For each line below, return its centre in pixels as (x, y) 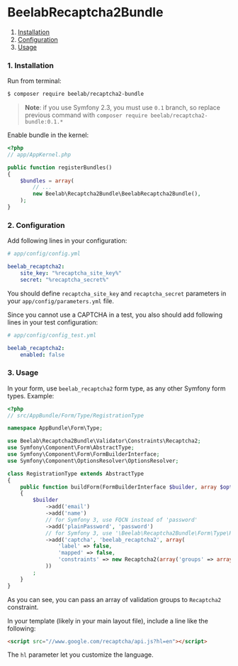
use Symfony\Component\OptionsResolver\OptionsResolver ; (93, 461)
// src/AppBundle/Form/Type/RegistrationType (75, 415)
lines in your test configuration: (53, 322)
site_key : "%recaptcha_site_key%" (71, 273)
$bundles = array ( (47, 181)
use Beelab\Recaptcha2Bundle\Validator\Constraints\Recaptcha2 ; (104, 441)
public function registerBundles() (60, 168)
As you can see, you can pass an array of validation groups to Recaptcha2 (114, 599)
